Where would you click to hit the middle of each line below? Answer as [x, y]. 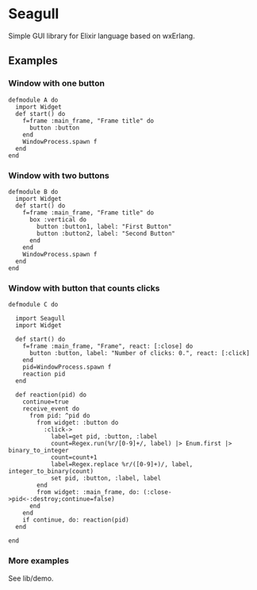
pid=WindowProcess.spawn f [67, 367]
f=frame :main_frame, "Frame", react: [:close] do [108, 346]
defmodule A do [33, 100]
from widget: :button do [78, 423]
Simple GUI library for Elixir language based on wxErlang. [102, 36]
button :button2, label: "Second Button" [106, 233]
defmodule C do [33, 305]
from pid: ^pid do [59, 416]
